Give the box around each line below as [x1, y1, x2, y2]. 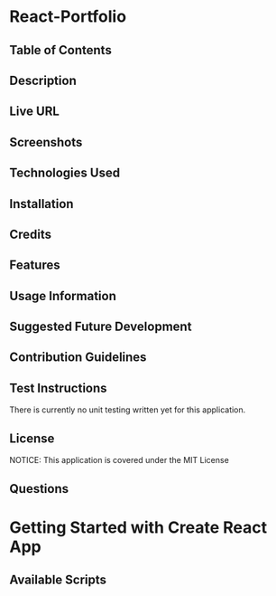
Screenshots [9, 134, 83, 150]
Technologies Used [9, 166, 120, 181]
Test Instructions [9, 380, 107, 395]
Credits [9, 226, 52, 241]
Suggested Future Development [9, 319, 192, 335]
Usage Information [9, 288, 117, 304]
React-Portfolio [9, 6, 127, 27]
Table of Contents [9, 43, 113, 58]
